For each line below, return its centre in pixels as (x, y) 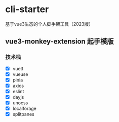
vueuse (20, 74)
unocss (20, 103)
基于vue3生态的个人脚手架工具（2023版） (49, 24)
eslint (18, 91)
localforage (24, 109)
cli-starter (27, 9)
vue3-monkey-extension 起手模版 (59, 42)
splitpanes (23, 114)
